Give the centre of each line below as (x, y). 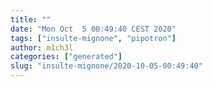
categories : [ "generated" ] (66, 57)
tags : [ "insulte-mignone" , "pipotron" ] (93, 38)
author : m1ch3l (42, 47)
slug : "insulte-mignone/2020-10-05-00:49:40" (106, 66)
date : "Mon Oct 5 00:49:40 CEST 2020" (93, 29)
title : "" (31, 19)
